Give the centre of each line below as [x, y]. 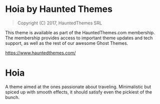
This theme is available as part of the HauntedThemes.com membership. [80, 32]
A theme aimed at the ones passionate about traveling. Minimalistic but [78, 87]
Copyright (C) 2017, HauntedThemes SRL [60, 23]
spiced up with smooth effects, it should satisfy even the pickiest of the [79, 92]
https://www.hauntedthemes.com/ [40, 53]
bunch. [12, 97]
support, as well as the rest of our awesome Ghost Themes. [67, 43]
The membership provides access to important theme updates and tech [79, 38]
